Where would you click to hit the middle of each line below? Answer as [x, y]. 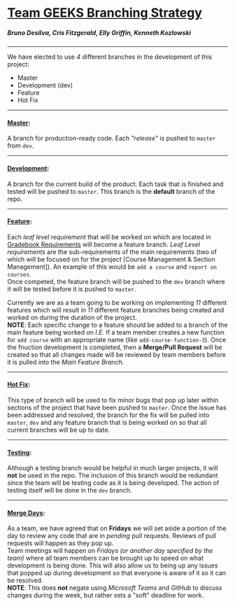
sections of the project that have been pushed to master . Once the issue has [117, 407]
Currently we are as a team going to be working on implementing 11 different [117, 302]
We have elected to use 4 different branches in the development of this [109, 57]
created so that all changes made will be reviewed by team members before [116, 354]
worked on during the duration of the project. [72, 317]
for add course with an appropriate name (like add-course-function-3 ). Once [117, 339]
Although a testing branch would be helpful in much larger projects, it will [113, 468]
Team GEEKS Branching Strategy [105, 13]
